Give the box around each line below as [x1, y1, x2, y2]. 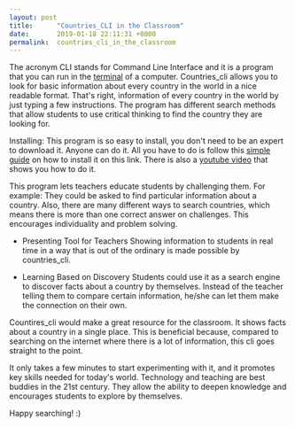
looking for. [9, 119, 50, 129]
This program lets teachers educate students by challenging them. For [9, 181, 266, 191]
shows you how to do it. [9, 164, 97, 175]
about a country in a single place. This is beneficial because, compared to [9, 327, 279, 338]
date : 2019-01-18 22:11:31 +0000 [9, 29, 157, 38]
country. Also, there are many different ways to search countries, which [9, 200, 270, 211]
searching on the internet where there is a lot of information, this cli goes [9, 336, 275, 346]
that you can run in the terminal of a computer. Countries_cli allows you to [9, 72, 278, 82]
